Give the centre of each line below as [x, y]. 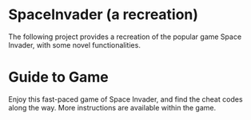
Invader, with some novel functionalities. [75, 45]
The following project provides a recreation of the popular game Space [125, 37]
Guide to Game [59, 77]
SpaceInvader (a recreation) [103, 15]
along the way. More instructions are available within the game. [112, 107]
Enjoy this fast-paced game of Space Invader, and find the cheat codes [125, 99]
